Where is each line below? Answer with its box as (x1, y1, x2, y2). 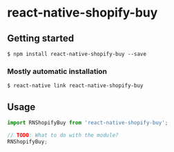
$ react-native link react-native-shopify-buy (7, 82, 144, 89)
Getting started (7, 32, 75, 44)
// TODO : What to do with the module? (7, 131, 119, 139)
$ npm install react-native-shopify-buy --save (7, 50, 147, 57)
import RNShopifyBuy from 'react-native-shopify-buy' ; (7, 120, 168, 126)
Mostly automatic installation (7, 66, 108, 76)
